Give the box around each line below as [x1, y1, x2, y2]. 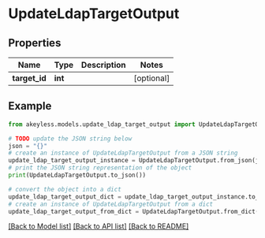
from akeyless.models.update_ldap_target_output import [8, 120, 196, 128]
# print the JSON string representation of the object [8, 164, 192, 172]
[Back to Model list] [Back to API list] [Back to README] [8, 221, 189, 231]
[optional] [133, 73, 170, 84]
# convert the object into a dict [8, 185, 122, 193]
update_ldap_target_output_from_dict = [8, 207, 140, 215]
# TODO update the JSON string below [8, 135, 132, 143]
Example [8, 99, 52, 113]
